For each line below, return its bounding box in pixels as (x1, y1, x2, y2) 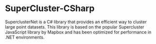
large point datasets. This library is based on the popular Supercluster (5, 24, 144, 29)
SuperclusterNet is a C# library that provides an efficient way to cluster (5, 19, 147, 25)
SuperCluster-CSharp (5, 3, 95, 14)
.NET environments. (5, 34, 45, 40)
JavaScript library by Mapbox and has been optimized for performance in (5, 29, 152, 35)
